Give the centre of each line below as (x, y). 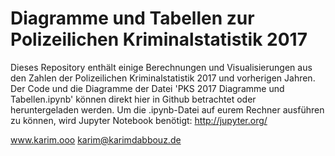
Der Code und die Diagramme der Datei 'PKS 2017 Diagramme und (147, 88)
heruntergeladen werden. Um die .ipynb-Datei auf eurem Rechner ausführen (167, 109)
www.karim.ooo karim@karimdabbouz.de (96, 139)
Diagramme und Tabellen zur (132, 18)
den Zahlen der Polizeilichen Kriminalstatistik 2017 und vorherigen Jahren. (163, 78)
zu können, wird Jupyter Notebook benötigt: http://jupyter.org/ (139, 120)
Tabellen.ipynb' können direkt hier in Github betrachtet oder (133, 99)
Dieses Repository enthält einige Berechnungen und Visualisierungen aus (161, 67)
